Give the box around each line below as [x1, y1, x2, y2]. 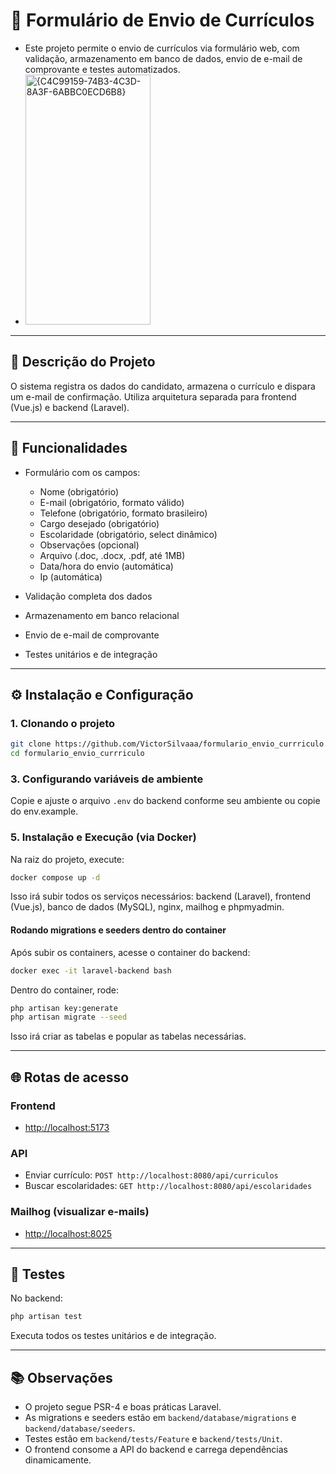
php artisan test [10, 1312, 83, 1322]
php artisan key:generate [10, 1003, 118, 1013]
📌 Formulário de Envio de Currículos [10, 9, 315, 32]
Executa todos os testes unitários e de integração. [10, 1330, 217, 1342]
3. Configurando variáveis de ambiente [10, 772, 204, 786]
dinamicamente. [24, 1454, 92, 1466]
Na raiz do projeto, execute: [10, 853, 125, 865]
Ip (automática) [39, 570, 103, 583]
